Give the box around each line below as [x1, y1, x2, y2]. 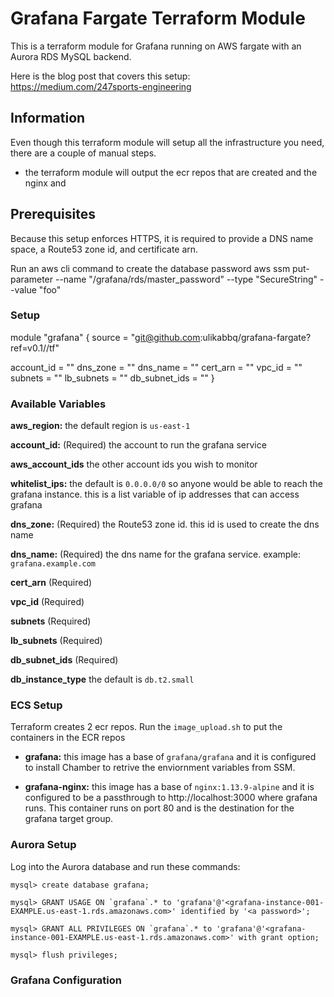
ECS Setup [10, 698, 63, 712]
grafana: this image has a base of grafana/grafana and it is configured [24, 751, 317, 763]
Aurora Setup [10, 838, 77, 852]
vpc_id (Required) [10, 596, 85, 608]
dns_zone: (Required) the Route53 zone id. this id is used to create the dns [10, 518, 320, 531]
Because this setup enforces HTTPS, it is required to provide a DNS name [10, 232, 314, 244]
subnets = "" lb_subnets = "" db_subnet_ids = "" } [10, 372, 215, 384]
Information [10, 110, 86, 127]
